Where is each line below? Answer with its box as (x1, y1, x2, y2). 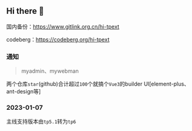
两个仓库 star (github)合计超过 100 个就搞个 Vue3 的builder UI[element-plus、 (6, 80, 190, 88)
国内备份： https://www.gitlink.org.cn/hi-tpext (6, 22, 120, 30)
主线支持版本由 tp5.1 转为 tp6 (6, 118, 77, 125)
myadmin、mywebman (21, 67, 79, 75)
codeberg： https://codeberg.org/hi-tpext (6, 36, 110, 43)
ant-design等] (6, 88, 41, 95)
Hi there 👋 (6, 6, 44, 16)
